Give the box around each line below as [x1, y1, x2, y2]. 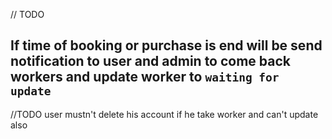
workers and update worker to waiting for [10, 69, 280, 86]
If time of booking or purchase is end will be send [10, 37, 323, 54]
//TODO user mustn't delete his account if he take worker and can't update [10, 108, 319, 120]
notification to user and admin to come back [10, 53, 292, 70]
